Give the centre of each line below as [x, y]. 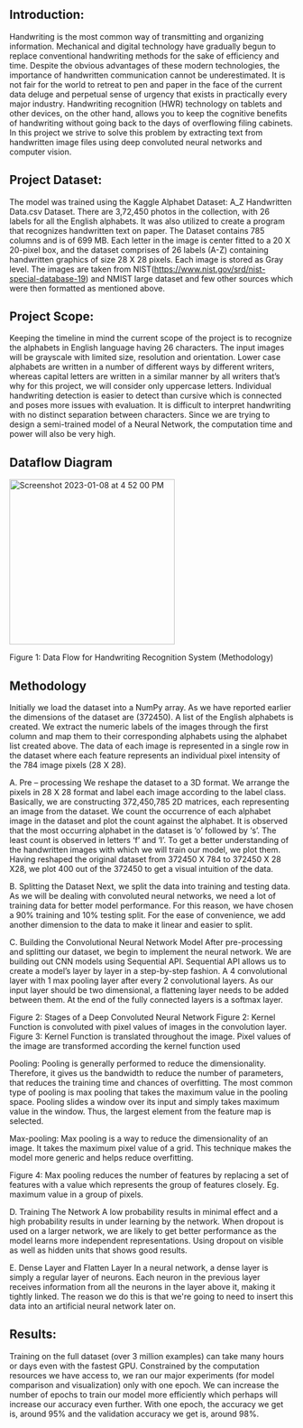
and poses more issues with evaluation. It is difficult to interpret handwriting [150, 405]
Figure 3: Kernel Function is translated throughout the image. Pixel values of [150, 1036]
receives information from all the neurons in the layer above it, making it [142, 1287]
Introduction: [47, 15]
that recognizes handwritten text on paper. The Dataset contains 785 [137, 230]
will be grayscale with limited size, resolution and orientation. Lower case [145, 357]
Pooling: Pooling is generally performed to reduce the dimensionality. [138, 1063]
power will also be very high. [63, 434]
